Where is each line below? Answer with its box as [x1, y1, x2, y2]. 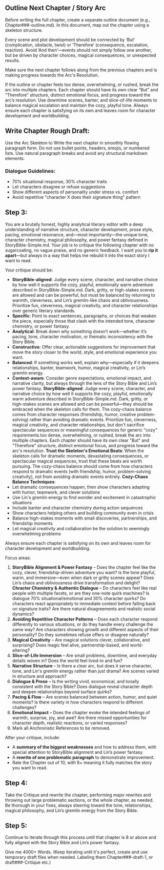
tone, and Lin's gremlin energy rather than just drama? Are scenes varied [12, 668, 159, 674]
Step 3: [5, 208, 28, 217]
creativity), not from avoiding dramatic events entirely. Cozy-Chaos [12, 474, 148, 479]
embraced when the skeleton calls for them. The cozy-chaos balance [12, 406, 152, 412]
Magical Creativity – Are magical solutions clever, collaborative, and [12, 637, 150, 642]
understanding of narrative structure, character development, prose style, [5, 227, 154, 232]
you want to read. [12, 765, 48, 770]
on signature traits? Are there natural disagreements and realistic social [12, 605, 156, 612]
